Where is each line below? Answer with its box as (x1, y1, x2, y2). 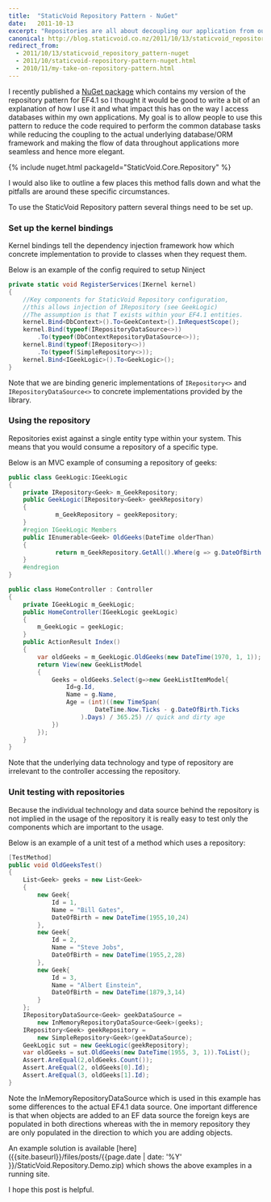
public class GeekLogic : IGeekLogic (8, 473, 128, 481)
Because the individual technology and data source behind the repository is (8, 805, 260, 814)
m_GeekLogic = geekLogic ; (37, 623, 125, 631)
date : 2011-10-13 (8, 19, 74, 27)
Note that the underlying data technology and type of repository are (8, 758, 234, 767)
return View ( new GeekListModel (37, 660, 143, 669)
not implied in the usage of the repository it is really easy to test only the (8, 813, 248, 823)
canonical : (8, 34, 45, 43)
